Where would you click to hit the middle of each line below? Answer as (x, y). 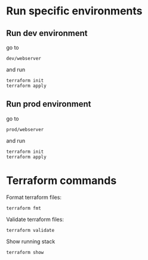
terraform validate (30, 230)
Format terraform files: (34, 197)
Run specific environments (74, 11)
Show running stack (31, 241)
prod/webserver (25, 129)
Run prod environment (49, 104)
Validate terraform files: (35, 219)
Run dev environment (47, 33)
